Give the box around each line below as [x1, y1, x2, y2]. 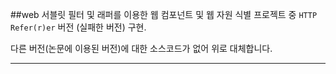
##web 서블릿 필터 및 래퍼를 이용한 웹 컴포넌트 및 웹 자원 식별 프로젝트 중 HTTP [10, 9, 318, 20]
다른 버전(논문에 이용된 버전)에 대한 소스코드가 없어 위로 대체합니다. [10, 43, 273, 54]
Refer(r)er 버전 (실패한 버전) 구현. [10, 21, 147, 33]
